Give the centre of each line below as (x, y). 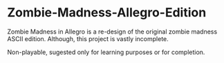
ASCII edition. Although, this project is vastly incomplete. (88, 38)
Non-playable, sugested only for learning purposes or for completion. (106, 52)
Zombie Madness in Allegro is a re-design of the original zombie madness (112, 32)
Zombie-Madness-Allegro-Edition (107, 13)
